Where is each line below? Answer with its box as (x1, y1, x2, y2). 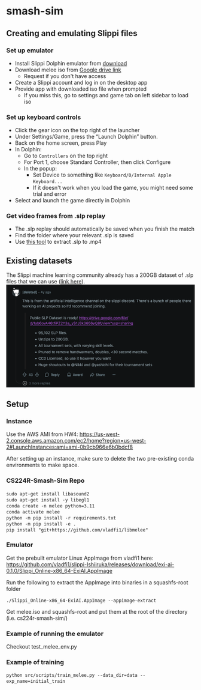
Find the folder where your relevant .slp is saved (14, 232, 134, 239)
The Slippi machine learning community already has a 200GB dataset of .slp (6, 271, 194, 279)
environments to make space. (6, 461, 80, 469)
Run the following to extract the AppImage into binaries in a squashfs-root (6, 578, 188, 586)
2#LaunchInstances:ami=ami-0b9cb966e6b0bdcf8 (6, 443, 133, 451)
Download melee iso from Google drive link (14, 66, 121, 73)
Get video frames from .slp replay (6, 212, 106, 220)
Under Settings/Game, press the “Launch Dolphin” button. (14, 133, 159, 141)
